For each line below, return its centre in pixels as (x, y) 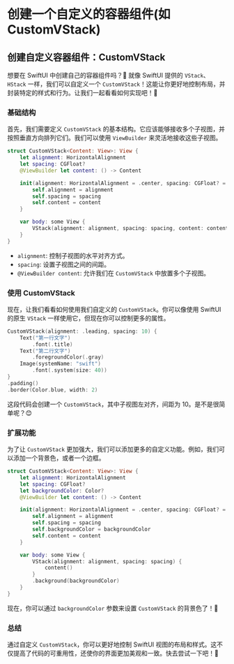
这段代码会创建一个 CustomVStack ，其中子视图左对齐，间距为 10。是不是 (110, 404)
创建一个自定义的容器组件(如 (89, 14)
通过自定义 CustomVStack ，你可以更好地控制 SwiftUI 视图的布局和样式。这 (112, 644)
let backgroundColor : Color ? (62, 491)
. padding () (23, 383)
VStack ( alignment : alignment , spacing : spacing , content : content (131, 229)
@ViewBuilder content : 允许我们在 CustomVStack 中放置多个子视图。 (114, 273)
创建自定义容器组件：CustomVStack (86, 57)
